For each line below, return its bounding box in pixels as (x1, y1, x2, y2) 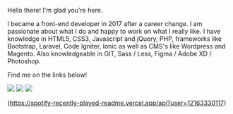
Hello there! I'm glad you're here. (7, 6, 103, 14)
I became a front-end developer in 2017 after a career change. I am (7, 20, 203, 27)
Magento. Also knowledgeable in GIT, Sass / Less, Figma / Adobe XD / (7, 49, 212, 58)
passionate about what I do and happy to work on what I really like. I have (7, 27, 221, 35)
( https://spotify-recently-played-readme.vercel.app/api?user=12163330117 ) (7, 99, 227, 107)
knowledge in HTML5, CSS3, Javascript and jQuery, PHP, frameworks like (7, 34, 222, 43)
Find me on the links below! (7, 70, 88, 79)
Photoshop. (7, 57, 41, 65)
